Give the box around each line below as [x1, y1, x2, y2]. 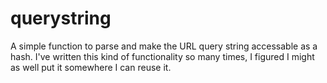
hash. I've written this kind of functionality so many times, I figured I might [10, 50, 315, 62]
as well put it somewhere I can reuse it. [10, 61, 172, 73]
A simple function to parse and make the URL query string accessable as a [10, 40, 318, 52]
